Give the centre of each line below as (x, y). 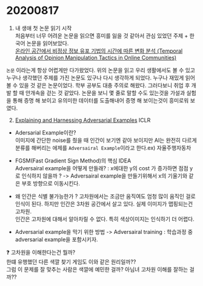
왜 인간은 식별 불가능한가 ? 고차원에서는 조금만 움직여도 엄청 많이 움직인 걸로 (105, 196)
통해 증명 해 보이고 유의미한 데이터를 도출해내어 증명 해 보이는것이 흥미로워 (101, 100)
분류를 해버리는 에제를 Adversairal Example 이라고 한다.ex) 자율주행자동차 (103, 148)
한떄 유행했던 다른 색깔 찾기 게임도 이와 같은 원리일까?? (71, 262)
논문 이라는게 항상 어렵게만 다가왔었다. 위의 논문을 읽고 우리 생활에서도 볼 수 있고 (101, 70)
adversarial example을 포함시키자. (56, 239)
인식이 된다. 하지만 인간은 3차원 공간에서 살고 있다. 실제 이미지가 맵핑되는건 (104, 204)
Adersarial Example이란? (45, 132)
